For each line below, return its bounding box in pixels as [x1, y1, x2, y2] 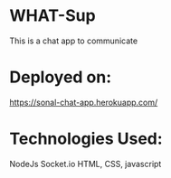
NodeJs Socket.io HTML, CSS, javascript [9, 158, 162, 169]
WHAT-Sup [9, 5, 97, 26]
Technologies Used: [9, 128, 163, 149]
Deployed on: [9, 67, 112, 88]
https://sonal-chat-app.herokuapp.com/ [9, 97, 158, 108]
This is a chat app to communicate [9, 35, 138, 46]
